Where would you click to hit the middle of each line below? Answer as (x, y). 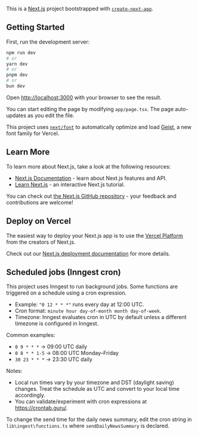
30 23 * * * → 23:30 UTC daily (53, 359)
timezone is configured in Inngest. (57, 324)
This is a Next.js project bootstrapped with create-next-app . (80, 9)
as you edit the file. (51, 115)
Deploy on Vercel (39, 221)
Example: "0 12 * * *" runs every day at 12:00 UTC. (79, 305)
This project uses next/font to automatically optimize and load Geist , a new (99, 127)
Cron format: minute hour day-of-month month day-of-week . (88, 311)
